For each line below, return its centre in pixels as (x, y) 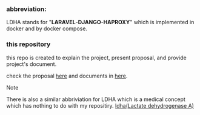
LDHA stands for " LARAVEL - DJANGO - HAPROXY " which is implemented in (100, 22)
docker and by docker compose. (47, 28)
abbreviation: (26, 9)
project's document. (32, 64)
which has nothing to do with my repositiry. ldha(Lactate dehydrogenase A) (100, 105)
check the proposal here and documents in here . (67, 76)
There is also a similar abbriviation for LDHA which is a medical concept (96, 99)
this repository (28, 44)
